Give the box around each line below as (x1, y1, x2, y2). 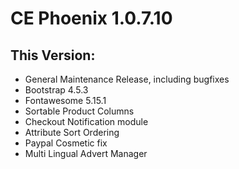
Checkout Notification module (24, 116, 149, 127)
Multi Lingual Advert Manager (24, 148, 148, 159)
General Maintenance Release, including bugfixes (24, 73, 230, 85)
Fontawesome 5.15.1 (24, 95, 107, 106)
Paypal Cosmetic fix (24, 137, 108, 149)
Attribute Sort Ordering (24, 127, 120, 138)
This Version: (10, 47, 96, 64)
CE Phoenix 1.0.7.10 (10, 7, 173, 30)
